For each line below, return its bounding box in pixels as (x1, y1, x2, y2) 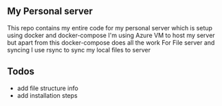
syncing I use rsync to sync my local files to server (7, 45, 151, 54)
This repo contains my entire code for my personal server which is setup (7, 23, 213, 32)
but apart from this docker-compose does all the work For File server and (7, 38, 215, 47)
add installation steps (16, 91, 78, 99)
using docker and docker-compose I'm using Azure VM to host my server (7, 31, 215, 39)
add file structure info (16, 84, 79, 92)
